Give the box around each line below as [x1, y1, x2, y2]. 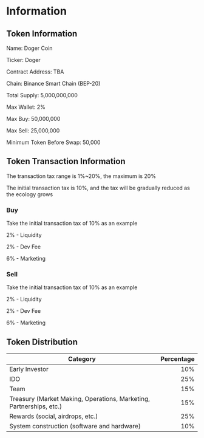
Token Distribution [6, 337, 78, 347]
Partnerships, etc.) [9, 402, 63, 411]
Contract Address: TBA [6, 68, 64, 75]
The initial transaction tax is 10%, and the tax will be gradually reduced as [6, 184, 190, 191]
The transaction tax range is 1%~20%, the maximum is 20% [6, 172, 157, 180]
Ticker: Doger [6, 56, 41, 63]
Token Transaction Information [6, 156, 126, 166]
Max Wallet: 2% [6, 103, 46, 111]
